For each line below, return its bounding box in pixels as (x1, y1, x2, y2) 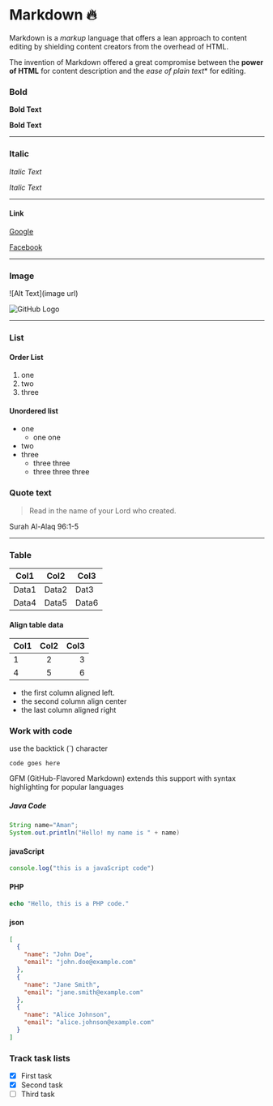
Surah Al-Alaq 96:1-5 (9, 521, 79, 531)
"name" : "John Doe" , (23, 950, 93, 958)
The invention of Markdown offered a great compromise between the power (9, 57, 264, 66)
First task (20, 1071, 53, 1081)
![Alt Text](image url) (9, 289, 79, 298)
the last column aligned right (20, 705, 117, 715)
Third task (20, 1089, 55, 1100)
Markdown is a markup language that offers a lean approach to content (9, 32, 247, 42)
